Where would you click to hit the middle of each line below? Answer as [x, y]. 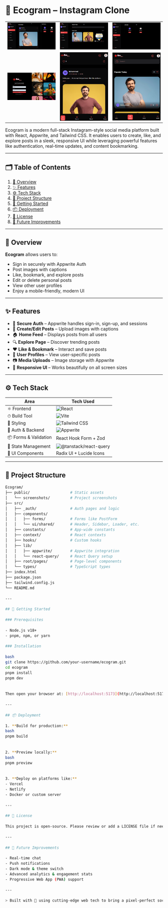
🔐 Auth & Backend [26, 430]
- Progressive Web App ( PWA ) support [44, 879]
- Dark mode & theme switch [34, 869]
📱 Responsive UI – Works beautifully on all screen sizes [70, 367]
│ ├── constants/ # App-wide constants [60, 530]
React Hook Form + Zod [80, 438]
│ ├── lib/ [19, 545]
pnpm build [16, 736]
